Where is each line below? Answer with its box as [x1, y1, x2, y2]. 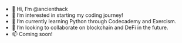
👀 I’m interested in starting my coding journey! [11, 12, 123, 19]
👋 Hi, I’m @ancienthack [11, 6, 68, 12]
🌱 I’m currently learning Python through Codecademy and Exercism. [11, 18, 177, 24]
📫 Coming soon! [11, 31, 53, 37]
